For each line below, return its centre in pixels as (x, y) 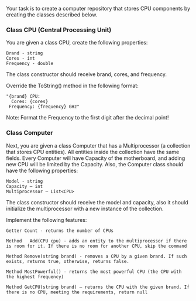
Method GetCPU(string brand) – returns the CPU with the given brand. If (98, 287)
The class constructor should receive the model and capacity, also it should (97, 202)
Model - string (25, 181)
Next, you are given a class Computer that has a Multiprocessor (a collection (98, 145)
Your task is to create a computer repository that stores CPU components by (98, 8)
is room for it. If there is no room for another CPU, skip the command (97, 246)
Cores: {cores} (30, 102)
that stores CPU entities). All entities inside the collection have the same (93, 152)
